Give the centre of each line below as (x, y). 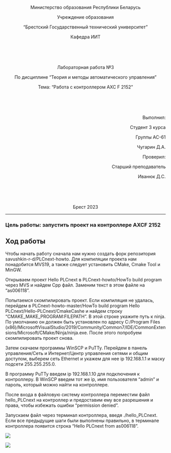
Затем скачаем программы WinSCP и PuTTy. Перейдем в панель (76, 348)
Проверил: (154, 157)
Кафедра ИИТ (85, 37)
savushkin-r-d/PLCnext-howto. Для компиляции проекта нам (71, 259)
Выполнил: (154, 117)
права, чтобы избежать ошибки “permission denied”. (62, 405)
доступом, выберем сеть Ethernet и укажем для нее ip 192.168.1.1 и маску (85, 359)
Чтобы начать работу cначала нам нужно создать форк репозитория (81, 253)
